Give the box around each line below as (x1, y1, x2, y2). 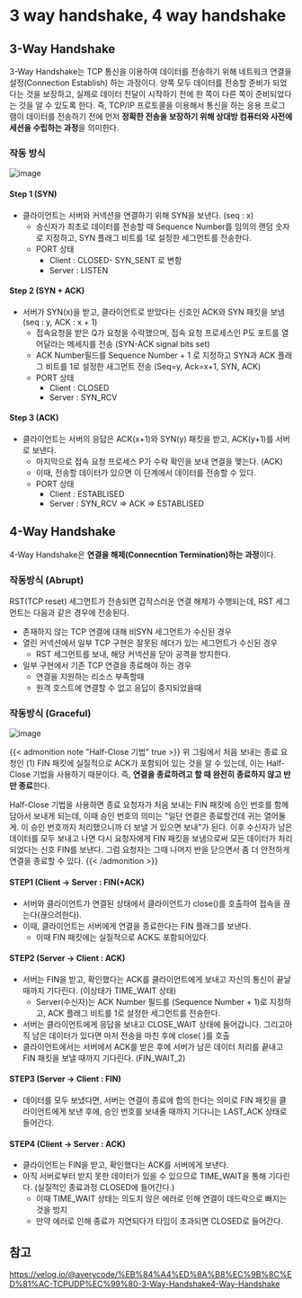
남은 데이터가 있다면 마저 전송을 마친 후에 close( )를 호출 (31, 1030, 231, 1041)
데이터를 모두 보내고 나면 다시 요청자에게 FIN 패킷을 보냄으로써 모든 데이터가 (9, 833, 277, 844)
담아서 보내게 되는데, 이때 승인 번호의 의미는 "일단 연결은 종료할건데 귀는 (9, 811, 262, 822)
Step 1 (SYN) (9, 188, 58, 199)
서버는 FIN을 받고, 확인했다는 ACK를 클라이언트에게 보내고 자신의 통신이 (22, 973, 275, 984)
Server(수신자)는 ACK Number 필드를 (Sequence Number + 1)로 (35, 996, 268, 1007)
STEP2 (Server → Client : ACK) (9, 953, 126, 964)
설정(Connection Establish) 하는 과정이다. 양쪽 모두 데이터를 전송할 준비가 (9, 77, 271, 88)
